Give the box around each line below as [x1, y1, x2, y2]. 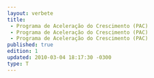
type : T [7, 60, 29, 67]
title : [7, 16, 26, 23]
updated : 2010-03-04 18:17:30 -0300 [7, 54, 112, 61]
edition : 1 [7, 48, 38, 55]
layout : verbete [7, 9, 53, 17]
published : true [7, 41, 53, 48]
